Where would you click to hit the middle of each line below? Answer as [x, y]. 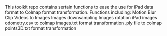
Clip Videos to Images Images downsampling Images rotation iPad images [81, 18]
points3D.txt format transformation [41, 28]
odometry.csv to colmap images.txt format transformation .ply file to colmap [84, 23]
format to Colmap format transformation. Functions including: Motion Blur [81, 12]
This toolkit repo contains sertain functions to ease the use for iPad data [79, 7]
